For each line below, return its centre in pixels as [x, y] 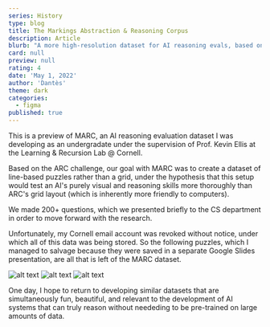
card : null [27, 53]
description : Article [45, 38]
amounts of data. [37, 316]
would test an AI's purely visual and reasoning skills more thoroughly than [131, 185]
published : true [35, 113]
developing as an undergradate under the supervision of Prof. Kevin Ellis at [132, 144]
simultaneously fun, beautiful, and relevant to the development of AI [121, 299]
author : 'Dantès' [37, 83]
